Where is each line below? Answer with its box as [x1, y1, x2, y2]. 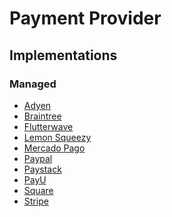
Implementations [9, 47, 118, 64]
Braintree [23, 110, 62, 122]
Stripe [23, 195, 49, 207]
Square [23, 184, 54, 196]
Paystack [23, 163, 62, 175]
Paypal [23, 152, 53, 164]
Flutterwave [23, 120, 74, 132]
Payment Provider [9, 7, 162, 30]
